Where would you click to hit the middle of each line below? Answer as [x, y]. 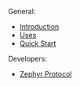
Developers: [27, 59]
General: [22, 11]
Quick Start [38, 43]
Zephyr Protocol [45, 74]
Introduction [39, 26]
